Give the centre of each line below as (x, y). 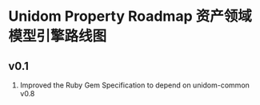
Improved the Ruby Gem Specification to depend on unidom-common (135, 85)
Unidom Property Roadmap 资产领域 (130, 16)
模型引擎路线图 (58, 36)
